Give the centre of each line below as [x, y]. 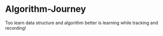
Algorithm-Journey [46, 9]
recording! [16, 28]
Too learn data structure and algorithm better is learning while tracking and [82, 23]
